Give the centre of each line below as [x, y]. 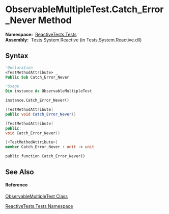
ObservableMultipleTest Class [36, 196]
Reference [17, 185]
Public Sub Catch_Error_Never [37, 77]
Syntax [17, 56]
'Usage [12, 86]
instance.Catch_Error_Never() [37, 101]
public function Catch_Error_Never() [45, 156]
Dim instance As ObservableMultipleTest [49, 91]
